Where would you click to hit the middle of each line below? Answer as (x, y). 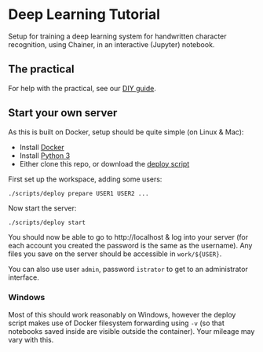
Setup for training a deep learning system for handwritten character (117, 36)
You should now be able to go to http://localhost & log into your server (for (128, 236)
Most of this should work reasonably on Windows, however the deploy (122, 314)
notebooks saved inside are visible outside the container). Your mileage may (131, 331)
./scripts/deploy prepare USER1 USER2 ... (79, 193)
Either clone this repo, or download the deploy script (104, 163)
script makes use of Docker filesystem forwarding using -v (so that (117, 323)
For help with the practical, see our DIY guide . (82, 88)
